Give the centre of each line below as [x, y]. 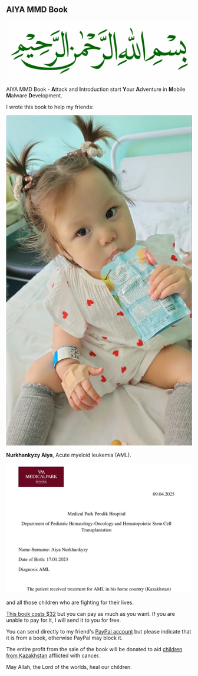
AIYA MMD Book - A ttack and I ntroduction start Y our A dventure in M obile [96, 89]
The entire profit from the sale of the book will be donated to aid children [94, 649]
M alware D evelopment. [34, 96]
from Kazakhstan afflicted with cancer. [53, 655]
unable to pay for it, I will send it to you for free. [64, 620]
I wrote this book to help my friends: [50, 107]
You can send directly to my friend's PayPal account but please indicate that [99, 631]
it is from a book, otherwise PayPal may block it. [64, 638]
